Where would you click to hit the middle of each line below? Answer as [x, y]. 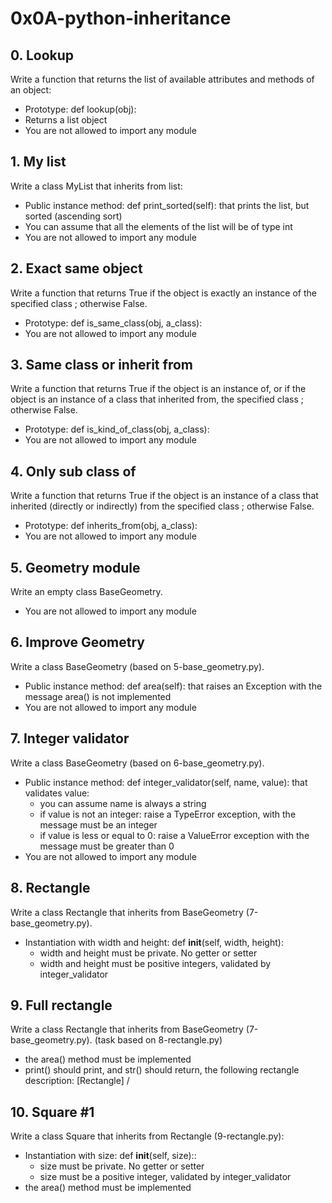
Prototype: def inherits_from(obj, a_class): [111, 526]
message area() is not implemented [98, 696]
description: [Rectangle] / [77, 1081]
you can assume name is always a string [123, 803]
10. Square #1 [52, 1112]
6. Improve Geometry [77, 642]
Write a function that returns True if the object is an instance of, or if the [158, 389]
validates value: [57, 793]
